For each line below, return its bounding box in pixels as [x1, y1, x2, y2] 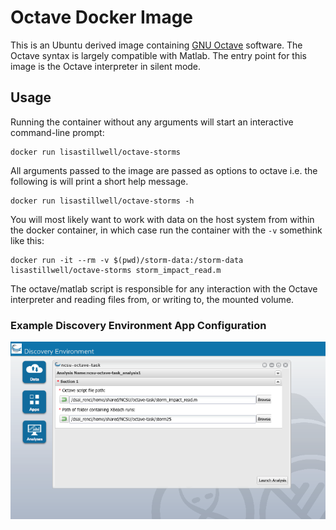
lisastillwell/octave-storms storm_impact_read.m [10, 265, 222, 275]
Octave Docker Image [10, 6, 194, 29]
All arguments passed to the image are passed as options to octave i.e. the [10, 164, 318, 176]
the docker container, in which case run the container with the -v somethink [10, 224, 323, 236]
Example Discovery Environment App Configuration [10, 318, 267, 332]
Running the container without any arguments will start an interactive [10, 116, 294, 128]
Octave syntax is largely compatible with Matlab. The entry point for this [10, 49, 308, 61]
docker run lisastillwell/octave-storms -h [10, 196, 195, 206]
